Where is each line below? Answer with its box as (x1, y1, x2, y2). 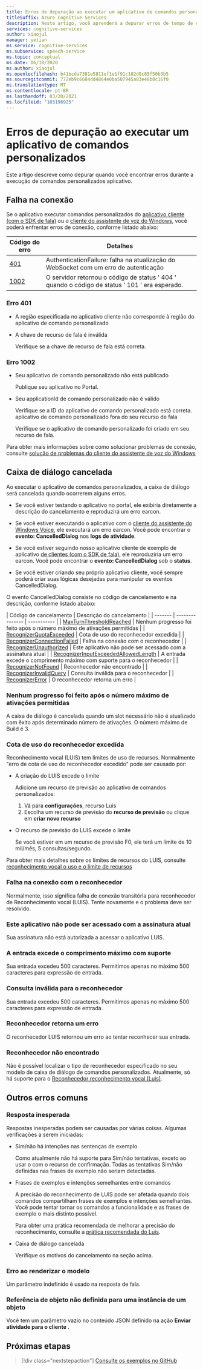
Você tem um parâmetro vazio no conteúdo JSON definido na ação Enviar (6, 1317, 192, 1324)
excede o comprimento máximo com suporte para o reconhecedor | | (6, 657, 178, 664)
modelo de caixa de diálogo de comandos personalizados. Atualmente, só (6, 1068, 190, 1076)
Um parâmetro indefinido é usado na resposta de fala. (6, 1280, 141, 1288)
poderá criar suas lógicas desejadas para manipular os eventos (14, 575, 173, 582)
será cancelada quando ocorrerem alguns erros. (6, 489, 127, 497)
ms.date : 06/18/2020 (6, 59, 59, 65)
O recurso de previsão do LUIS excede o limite (14, 827, 131, 834)
